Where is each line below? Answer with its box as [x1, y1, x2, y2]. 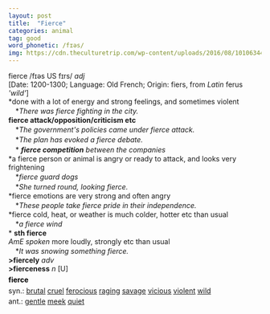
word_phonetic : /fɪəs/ [8, 42, 84, 50]
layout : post [8, 11, 52, 20]
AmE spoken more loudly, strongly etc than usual [8, 237, 170, 246]
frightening [8, 162, 45, 172]
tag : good [8, 34, 42, 43]
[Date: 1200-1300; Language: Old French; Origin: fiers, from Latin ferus [8, 80, 243, 89]
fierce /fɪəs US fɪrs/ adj [8, 71, 85, 80]
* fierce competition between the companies [14, 145, 166, 154]
